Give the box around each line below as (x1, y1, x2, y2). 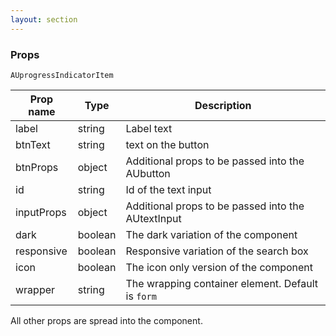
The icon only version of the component (125, 260, 314, 274)
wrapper (15, 282, 56, 296)
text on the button (125, 137, 210, 151)
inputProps (15, 205, 67, 219)
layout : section (10, 14, 78, 25)
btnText (15, 137, 51, 151)
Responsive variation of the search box (125, 244, 309, 258)
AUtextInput (125, 211, 182, 225)
